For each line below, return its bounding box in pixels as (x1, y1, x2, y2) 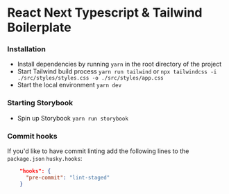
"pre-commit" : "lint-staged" (25, 174, 110, 181)
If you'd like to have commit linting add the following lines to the (7, 147, 189, 155)
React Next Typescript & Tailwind (7, 5, 203, 21)
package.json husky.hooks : (7, 155, 83, 163)
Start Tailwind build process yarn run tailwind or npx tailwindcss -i (17, 67, 217, 76)
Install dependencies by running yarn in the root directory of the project (17, 60, 222, 69)
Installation (7, 44, 46, 54)
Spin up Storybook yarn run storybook (17, 114, 128, 122)
